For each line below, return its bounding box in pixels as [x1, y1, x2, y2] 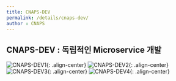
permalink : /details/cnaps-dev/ [6, 15, 89, 21]
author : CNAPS [6, 20, 45, 26]
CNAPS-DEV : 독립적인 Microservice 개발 [6, 44, 162, 55]
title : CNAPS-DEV [6, 9, 51, 15]
